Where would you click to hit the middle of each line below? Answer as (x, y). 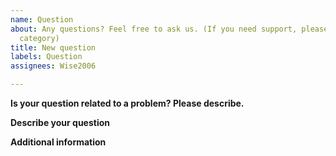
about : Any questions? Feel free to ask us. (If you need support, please (169, 29)
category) (39, 38)
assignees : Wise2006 (53, 66)
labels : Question (46, 57)
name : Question (42, 19)
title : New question (53, 47)
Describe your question (60, 122)
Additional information (58, 142)
